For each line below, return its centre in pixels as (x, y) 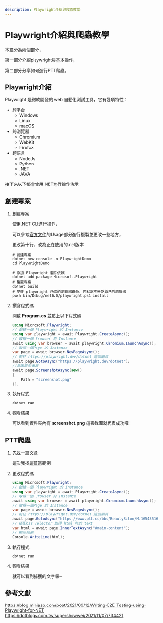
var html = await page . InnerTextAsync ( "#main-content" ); (71, 528)
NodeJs (27, 159)
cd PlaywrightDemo (31, 263)
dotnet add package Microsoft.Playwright (54, 277)
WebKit (27, 142)
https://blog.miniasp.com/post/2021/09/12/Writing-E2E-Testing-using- (76, 605)
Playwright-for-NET (25, 610)
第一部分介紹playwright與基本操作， (41, 60)
